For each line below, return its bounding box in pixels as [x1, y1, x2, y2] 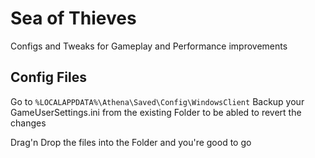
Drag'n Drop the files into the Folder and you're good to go [10, 136, 252, 148]
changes [10, 117, 47, 129]
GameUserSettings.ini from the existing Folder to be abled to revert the [10, 106, 302, 118]
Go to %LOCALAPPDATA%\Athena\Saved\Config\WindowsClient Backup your [10, 95, 305, 107]
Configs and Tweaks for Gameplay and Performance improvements [10, 40, 288, 52]
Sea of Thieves [10, 7, 137, 30]
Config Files [10, 69, 87, 86]
